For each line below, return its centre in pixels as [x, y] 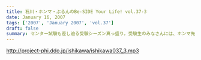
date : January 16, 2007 [36, 17]
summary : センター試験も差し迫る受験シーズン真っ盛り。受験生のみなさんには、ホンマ [98, 34]
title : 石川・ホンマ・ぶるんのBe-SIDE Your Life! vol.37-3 [76, 12]
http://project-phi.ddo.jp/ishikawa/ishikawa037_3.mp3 [73, 50]
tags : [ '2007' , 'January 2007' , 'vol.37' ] [60, 23]
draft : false [22, 28]
